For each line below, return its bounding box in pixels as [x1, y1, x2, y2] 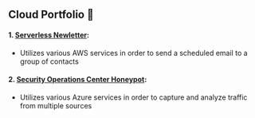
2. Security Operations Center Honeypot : [8, 75, 147, 85]
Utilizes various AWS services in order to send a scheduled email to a [19, 48, 249, 57]
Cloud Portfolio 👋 [8, 8, 94, 22]
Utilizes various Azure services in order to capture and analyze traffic [19, 92, 248, 102]
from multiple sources [19, 100, 92, 110]
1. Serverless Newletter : [8, 29, 90, 40]
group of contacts [19, 57, 80, 66]
